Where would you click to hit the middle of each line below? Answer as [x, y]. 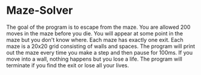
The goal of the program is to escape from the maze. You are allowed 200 [98, 27]
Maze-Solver [40, 10]
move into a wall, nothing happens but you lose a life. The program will [94, 59]
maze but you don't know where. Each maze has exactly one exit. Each [95, 40]
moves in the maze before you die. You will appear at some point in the [95, 33]
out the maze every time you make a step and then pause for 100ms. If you [99, 52]
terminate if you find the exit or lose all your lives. [68, 65]
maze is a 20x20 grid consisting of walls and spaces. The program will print [101, 46]
